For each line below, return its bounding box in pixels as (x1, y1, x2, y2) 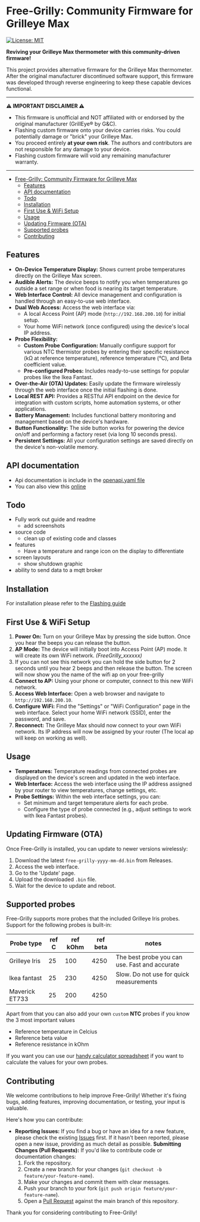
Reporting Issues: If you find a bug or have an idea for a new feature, (14, 1128, 186, 1135)
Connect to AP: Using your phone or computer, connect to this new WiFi (14, 678, 193, 684)
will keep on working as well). (14, 734, 87, 741)
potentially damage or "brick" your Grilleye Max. (14, 133, 133, 140)
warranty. (14, 158, 39, 165)
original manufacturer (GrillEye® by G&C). (14, 120, 117, 127)
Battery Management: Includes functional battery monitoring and (14, 411, 176, 418)
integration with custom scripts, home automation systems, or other (14, 399, 182, 406)
